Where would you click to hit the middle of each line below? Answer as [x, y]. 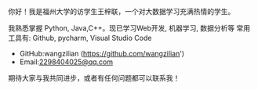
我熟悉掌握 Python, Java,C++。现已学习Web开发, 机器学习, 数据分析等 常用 [129, 28]
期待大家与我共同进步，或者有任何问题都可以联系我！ [94, 78]
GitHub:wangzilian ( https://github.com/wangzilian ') [102, 54]
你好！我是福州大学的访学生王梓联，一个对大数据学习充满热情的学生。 [122, 11]
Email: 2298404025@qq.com [66, 62]
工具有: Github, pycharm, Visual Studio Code [80, 38]
